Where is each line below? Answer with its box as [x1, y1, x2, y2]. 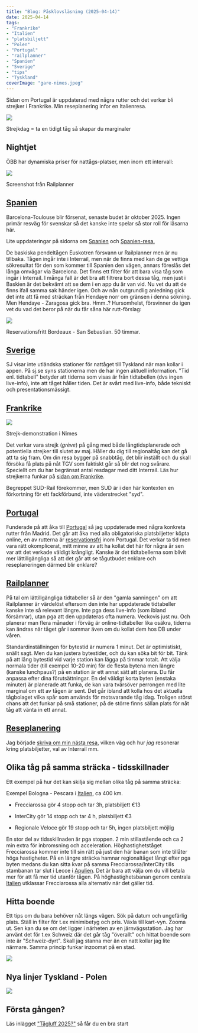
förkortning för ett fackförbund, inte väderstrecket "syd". [6, 490, 144, 498]
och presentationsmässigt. [6, 386, 71, 393]
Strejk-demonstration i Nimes [6, 430, 78, 437]
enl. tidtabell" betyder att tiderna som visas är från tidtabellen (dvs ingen [6, 373, 183, 380]
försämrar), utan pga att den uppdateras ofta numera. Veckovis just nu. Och [6, 613, 191, 620]
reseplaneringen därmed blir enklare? [6, 561, 98, 569]
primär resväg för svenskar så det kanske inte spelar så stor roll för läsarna [6, 219, 189, 227]
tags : [6, 20, 20, 25]
